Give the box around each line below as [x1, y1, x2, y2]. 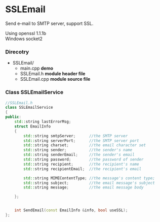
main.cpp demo [20, 65, 54, 72]
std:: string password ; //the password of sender [23, 157, 144, 162]
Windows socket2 [5, 36, 43, 42]
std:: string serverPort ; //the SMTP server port [23, 138, 139, 143]
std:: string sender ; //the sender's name [23, 147, 133, 153]
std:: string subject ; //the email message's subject [23, 180, 155, 185]
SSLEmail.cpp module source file [20, 76, 91, 82]
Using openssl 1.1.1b [5, 30, 47, 36]
